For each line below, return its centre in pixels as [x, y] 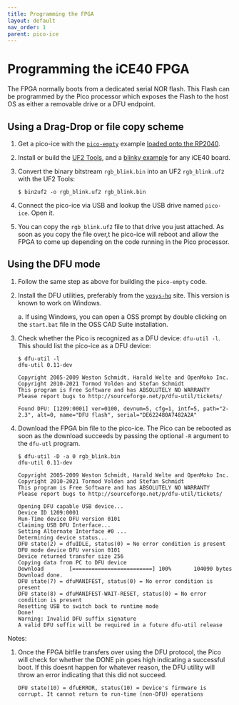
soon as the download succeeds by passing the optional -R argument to [123, 435]
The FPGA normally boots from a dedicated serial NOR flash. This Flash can [119, 89]
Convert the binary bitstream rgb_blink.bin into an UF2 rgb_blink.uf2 [121, 171]
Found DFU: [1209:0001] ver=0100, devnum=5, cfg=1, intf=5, [109, 409]
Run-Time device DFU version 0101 [69, 519]
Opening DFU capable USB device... [71, 506]
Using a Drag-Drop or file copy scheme [96, 127]
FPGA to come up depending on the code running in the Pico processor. [123, 242]
